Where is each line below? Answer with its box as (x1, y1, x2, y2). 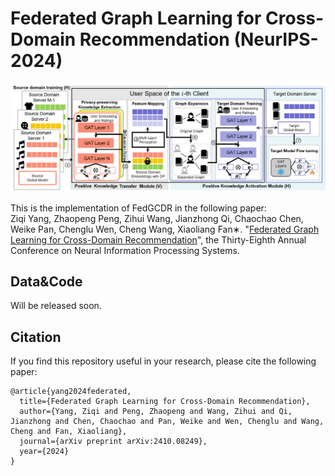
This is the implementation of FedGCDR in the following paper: (10, 202, 267, 214)
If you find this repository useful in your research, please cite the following (10, 355, 317, 367)
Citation (10, 328, 62, 346)
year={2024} (19, 447, 70, 457)
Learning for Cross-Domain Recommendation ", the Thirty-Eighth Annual (10, 233, 307, 246)
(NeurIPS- (233, 28, 319, 51)
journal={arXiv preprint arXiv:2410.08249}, (19, 437, 208, 447)
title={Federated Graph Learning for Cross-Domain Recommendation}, (19, 397, 311, 407)
